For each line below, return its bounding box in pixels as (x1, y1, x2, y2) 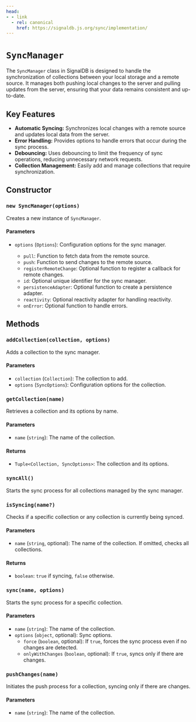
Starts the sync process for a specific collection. (6, 598, 123, 606)
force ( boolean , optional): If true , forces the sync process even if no (23, 638, 187, 645)
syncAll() (6, 475, 34, 482)
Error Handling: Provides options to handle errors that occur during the (14, 137, 187, 144)
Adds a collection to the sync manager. (6, 348, 101, 355)
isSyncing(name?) (6, 501, 56, 508)
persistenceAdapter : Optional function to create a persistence (23, 283, 173, 290)
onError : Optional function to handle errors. (23, 302, 128, 309)
